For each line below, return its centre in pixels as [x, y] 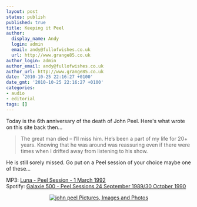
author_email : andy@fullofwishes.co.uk [55, 66]
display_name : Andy [35, 39]
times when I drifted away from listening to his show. [84, 151]
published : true [26, 22]
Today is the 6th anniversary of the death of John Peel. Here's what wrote [96, 121]
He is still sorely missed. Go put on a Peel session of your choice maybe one [98, 162]
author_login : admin [31, 60]
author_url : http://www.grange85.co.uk [55, 72]
